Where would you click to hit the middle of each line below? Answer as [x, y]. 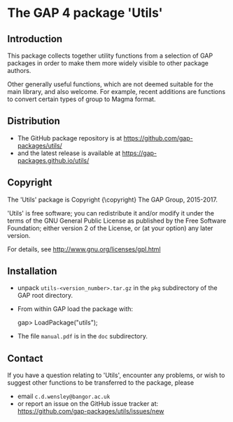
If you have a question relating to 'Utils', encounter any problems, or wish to [116, 375]
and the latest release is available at [69, 153]
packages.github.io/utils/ [53, 160]
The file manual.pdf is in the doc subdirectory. [83, 336]
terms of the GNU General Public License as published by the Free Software [117, 220]
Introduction [35, 39]
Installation [32, 271]
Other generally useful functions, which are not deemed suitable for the [110, 84]
